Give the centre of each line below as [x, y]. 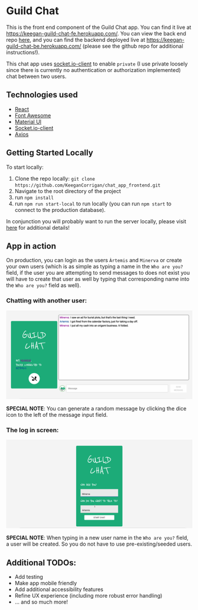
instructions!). [23, 52]
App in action [31, 246]
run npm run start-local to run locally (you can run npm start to [93, 203]
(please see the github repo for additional [133, 46]
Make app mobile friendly [46, 583]
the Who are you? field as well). [43, 285]
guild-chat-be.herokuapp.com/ [44, 46]
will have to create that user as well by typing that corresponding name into [98, 279]
